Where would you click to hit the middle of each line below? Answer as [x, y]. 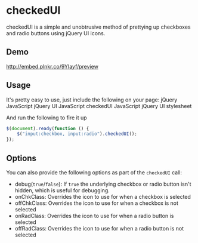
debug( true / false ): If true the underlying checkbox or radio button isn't [103, 184]
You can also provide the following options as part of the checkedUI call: [94, 173]
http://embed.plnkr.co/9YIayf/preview [52, 66]
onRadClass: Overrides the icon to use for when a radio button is [94, 216]
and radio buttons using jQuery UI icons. [56, 33]
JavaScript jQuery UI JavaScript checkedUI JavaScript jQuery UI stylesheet [99, 106]
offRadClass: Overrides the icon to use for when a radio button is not [99, 228]
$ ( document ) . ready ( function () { [48, 128]
